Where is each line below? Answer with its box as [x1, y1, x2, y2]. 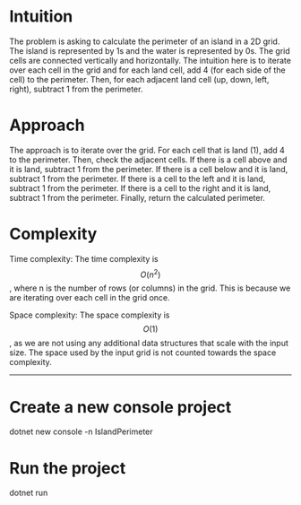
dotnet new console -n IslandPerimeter [9, 426, 154, 437]
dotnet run [9, 487, 48, 499]
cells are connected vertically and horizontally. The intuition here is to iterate [9, 55, 291, 65]
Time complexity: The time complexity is [9, 253, 159, 264]
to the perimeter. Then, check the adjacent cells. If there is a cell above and [9, 154, 288, 165]
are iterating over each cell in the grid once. [9, 292, 170, 303]
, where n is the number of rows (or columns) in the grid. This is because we [9, 283, 291, 293]
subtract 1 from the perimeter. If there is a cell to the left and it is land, [9, 173, 266, 184]
